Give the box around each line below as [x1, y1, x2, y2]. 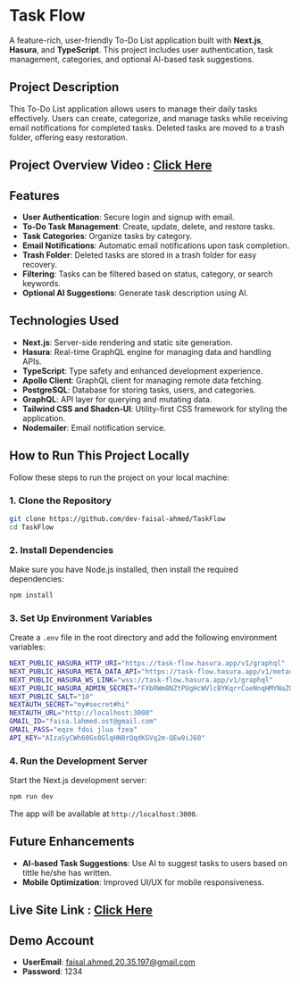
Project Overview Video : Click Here [9, 158, 212, 173]
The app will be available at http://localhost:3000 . [9, 808, 198, 819]
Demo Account [9, 933, 95, 948]
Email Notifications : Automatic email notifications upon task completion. [21, 240, 290, 251]
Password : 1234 [21, 966, 83, 977]
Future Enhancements [9, 834, 136, 849]
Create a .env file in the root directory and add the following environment [9, 633, 278, 643]
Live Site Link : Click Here [9, 903, 154, 918]
